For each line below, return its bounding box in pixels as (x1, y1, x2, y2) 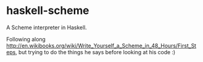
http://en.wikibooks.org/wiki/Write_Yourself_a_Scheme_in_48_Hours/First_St (6, 42, 197, 49)
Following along (6, 35, 46, 43)
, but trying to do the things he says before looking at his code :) (15, 48, 176, 55)
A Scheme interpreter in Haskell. (6, 24, 87, 31)
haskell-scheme (6, 4, 90, 18)
